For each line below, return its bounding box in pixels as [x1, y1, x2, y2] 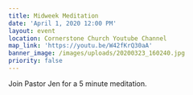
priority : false [8, 57, 63, 65]
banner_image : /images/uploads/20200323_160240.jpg [8, 49, 185, 57]
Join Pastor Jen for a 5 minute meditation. [8, 78, 147, 89]
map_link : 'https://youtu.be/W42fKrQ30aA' [8, 42, 153, 50]
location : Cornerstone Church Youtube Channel [8, 34, 167, 43]
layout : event [8, 27, 56, 35]
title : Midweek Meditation [8, 11, 99, 20]
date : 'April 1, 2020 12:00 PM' [8, 19, 117, 27]
